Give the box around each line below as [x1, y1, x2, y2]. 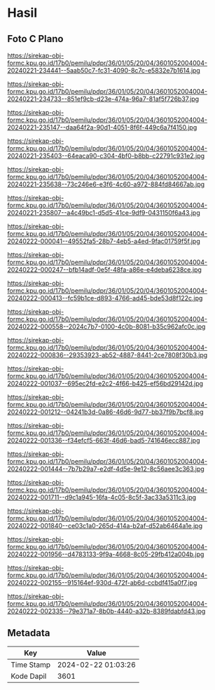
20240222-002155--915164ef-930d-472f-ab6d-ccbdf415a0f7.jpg [7, 579, 197, 586]
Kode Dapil [11, 671, 47, 681]
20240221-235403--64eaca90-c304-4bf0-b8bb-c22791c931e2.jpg [7, 152, 205, 160]
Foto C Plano [7, 33, 64, 45]
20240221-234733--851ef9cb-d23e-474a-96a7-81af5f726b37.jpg [7, 95, 200, 103]
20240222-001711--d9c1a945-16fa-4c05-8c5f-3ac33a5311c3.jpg [7, 493, 197, 502]
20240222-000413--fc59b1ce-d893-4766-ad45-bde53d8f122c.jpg [7, 294, 203, 302]
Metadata [7, 627, 50, 639]
